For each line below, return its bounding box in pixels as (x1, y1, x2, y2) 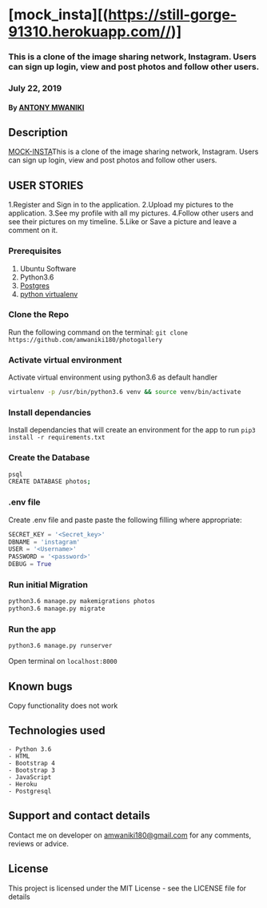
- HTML (8, 752, 30, 760)
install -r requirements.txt (8, 434, 106, 442)
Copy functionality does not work (8, 701, 118, 710)
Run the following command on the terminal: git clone (8, 327, 188, 337)
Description (8, 126, 68, 139)
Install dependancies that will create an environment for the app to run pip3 (8, 425, 256, 435)
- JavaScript (8, 773, 52, 781)
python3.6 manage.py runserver (8, 642, 113, 650)
